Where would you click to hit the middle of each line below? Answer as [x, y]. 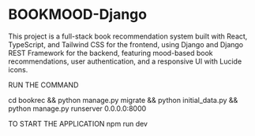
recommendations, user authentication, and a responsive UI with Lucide [125, 61]
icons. [18, 69]
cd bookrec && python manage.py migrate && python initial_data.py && [123, 100]
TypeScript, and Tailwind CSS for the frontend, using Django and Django [126, 44]
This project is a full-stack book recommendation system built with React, [128, 36]
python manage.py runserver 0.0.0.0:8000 [77, 108]
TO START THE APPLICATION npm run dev [78, 123]
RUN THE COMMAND [43, 85]
